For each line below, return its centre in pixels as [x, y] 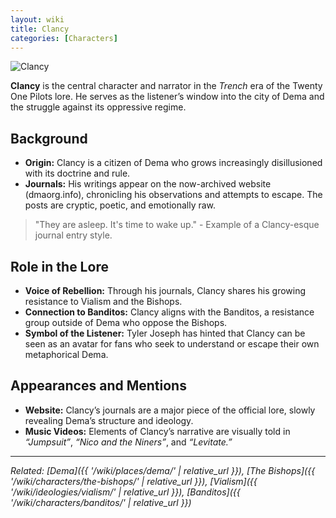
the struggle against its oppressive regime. [98, 107]
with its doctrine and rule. [77, 173]
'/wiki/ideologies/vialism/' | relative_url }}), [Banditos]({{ [125, 492]
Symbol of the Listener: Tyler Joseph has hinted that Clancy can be [165, 333]
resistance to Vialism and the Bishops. [103, 301]
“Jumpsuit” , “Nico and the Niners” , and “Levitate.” [128, 442]
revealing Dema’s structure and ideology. [109, 420]
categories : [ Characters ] [64, 38]
